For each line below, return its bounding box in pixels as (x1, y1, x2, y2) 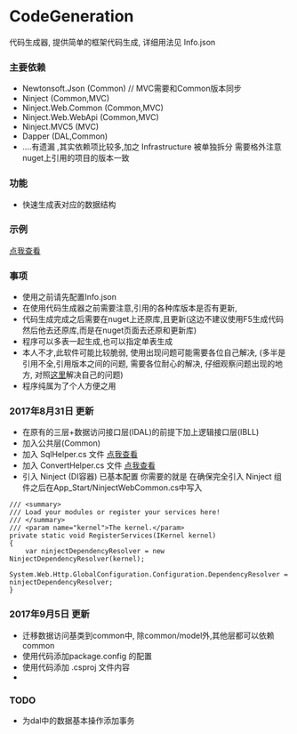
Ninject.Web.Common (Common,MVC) (21, 102, 165, 113)
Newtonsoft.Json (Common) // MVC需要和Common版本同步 (21, 83, 242, 94)
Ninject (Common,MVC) (21, 93, 110, 104)
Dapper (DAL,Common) (21, 131, 108, 141)
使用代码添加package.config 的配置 (21, 650, 153, 661)
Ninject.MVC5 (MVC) (21, 122, 100, 133)
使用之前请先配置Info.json (21, 292, 117, 302)
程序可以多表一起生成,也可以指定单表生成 (21, 336, 173, 347)
